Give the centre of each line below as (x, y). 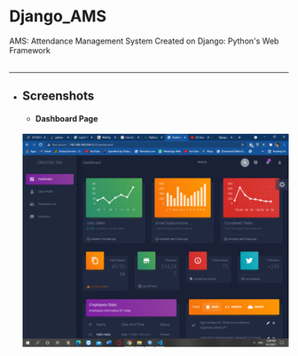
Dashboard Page (67, 118)
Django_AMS (58, 16)
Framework (30, 50)
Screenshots (58, 96)
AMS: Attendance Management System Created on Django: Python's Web (144, 41)
